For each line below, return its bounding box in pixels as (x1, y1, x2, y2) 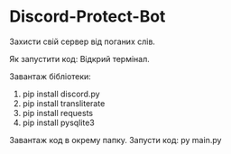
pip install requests (22, 107, 93, 118)
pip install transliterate (22, 97, 106, 109)
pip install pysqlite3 (22, 117, 95, 128)
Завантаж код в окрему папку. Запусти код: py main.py (9, 134, 222, 145)
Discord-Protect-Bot (9, 6, 166, 27)
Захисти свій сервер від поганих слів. (9, 36, 156, 47)
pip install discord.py (22, 88, 101, 99)
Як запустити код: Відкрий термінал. (9, 53, 151, 64)
